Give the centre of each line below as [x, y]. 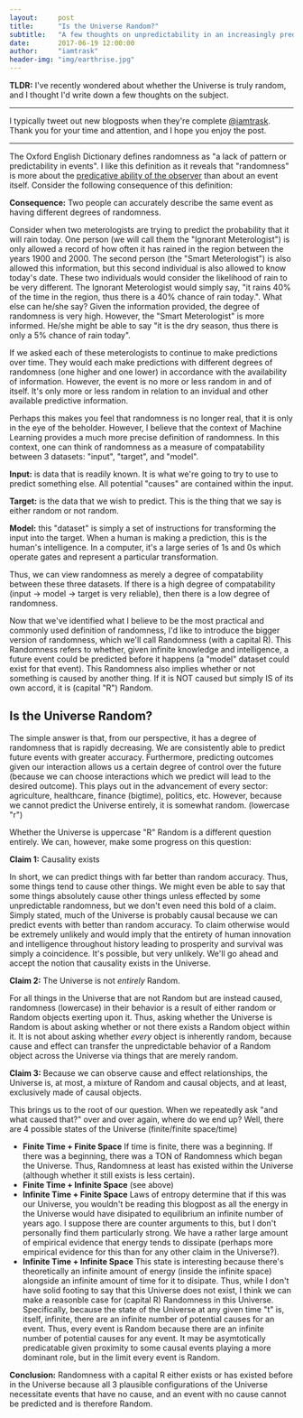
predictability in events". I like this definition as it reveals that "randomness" [150, 166]
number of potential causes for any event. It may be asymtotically [144, 1338]
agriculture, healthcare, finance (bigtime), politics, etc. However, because [146, 795]
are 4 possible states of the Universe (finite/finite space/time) [124, 1128]
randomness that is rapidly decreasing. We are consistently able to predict [147, 747]
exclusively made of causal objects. [76, 1092]
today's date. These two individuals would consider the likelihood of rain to [148, 278]
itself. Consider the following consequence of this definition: [121, 185]
